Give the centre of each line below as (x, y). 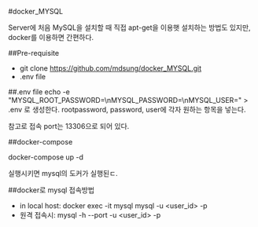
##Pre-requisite (34, 53)
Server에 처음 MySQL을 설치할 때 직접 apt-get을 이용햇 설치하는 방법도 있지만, (129, 27)
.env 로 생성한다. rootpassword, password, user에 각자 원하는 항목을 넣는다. (127, 110)
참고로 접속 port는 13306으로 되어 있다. (69, 126)
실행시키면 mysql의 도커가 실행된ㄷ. (63, 173)
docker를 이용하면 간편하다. (51, 37)
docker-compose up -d (46, 157)
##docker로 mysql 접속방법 (52, 190)
